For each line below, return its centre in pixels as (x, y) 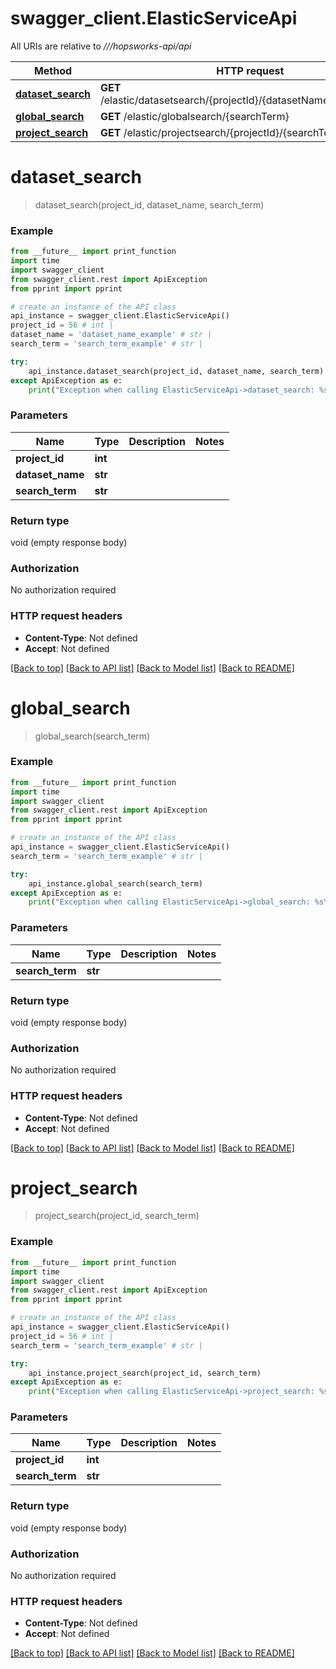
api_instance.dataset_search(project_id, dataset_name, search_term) (176, 371)
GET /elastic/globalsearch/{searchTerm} (195, 116)
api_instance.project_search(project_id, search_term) (145, 1373)
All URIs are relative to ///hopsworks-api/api (101, 46)
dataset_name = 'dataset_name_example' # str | (111, 335)
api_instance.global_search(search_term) (115, 883)
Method (53, 70)
